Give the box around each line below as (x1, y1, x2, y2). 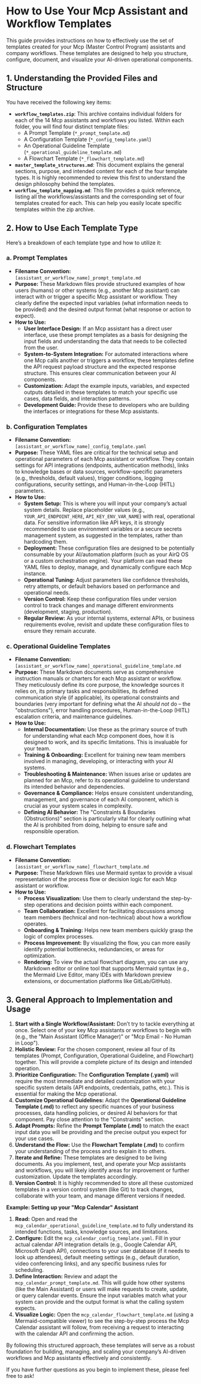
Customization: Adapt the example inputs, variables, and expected (23, 382, 190, 389)
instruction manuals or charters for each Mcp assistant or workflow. (14, 675, 182, 682)
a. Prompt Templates (6, 254, 68, 262)
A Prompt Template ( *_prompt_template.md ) (23, 129, 130, 136)
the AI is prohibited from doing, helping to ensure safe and (23, 821, 167, 828)
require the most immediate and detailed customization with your (14, 1077, 175, 1084)
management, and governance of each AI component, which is (23, 796, 179, 803)
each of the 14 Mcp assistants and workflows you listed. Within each (14, 116, 184, 123)
